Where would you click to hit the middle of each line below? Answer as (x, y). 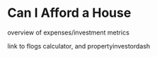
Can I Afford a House (69, 13)
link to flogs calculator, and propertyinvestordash (79, 46)
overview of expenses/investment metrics (68, 32)
